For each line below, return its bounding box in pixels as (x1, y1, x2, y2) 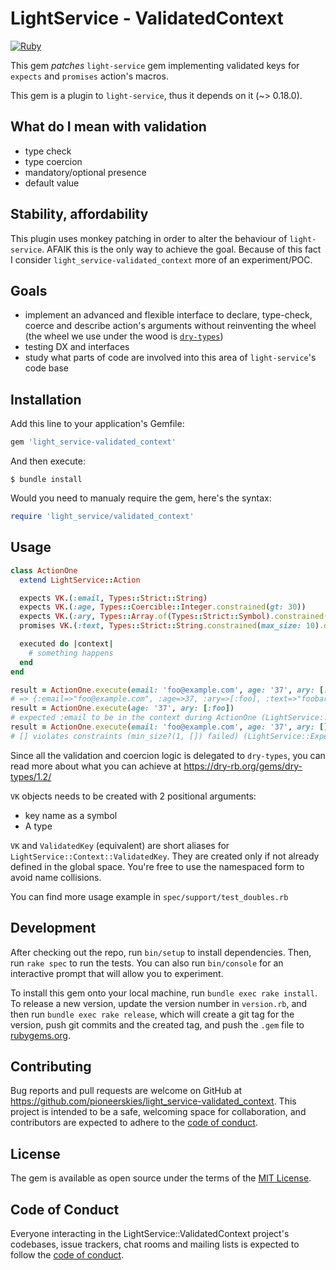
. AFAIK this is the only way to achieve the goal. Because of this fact (41, 243, 322, 255)
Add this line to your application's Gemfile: (10, 418, 185, 430)
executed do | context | (19, 639, 114, 649)
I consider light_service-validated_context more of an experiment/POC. (10, 253, 313, 266)
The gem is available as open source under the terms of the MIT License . (10, 1172, 312, 1184)
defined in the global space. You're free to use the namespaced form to (10, 860, 305, 872)
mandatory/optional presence (24, 166, 147, 178)
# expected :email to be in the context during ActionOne (10, 713, 257, 723)
